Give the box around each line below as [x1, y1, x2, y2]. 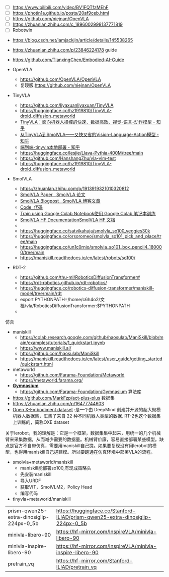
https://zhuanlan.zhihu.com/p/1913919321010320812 [20, 185, 129, 191]
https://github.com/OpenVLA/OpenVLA [20, 76, 102, 82]
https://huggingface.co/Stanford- [56, 507, 136, 514]
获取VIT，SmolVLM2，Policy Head [20, 484, 93, 490]
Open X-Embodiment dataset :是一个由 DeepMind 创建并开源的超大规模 [12, 407, 161, 413]
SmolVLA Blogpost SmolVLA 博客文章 [20, 198, 101, 204]
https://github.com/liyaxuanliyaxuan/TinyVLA [20, 102, 114, 108]
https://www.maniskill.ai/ [20, 345, 71, 351]
